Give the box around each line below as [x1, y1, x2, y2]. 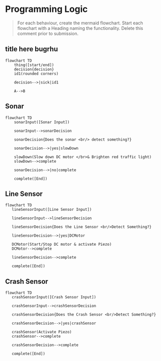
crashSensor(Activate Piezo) [11, 330, 72, 335]
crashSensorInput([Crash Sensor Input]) [11, 295, 97, 300]
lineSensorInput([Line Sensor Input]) [11, 207, 92, 212]
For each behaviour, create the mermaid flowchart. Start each [17, 20, 144, 26]
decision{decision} [14, 67, 54, 72]
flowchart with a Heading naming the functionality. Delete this [17, 25, 144, 31]
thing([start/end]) [14, 62, 54, 68]
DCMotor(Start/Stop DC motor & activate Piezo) [11, 242, 112, 247]
